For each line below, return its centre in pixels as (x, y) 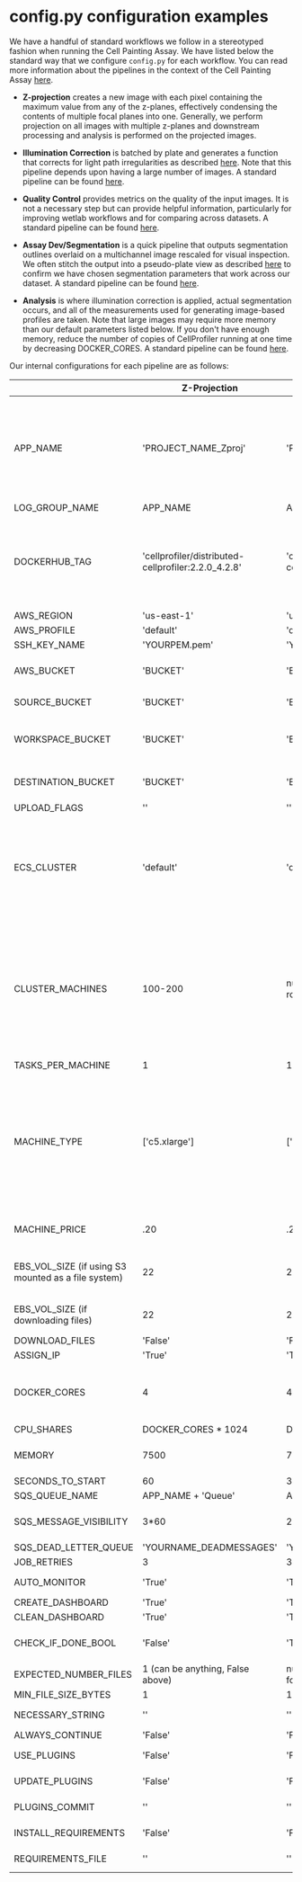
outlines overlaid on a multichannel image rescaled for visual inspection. (156, 254)
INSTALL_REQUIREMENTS (70, 1833)
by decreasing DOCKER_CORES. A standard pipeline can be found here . (155, 348)
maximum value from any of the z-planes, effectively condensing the (150, 106)
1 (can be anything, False (196, 1668)
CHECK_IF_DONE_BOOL (65, 1643)
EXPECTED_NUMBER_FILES (73, 1674)
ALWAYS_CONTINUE (58, 1735)
